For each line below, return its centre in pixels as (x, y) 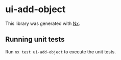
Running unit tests (35, 39)
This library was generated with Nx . (43, 23)
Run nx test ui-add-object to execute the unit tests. (60, 51)
